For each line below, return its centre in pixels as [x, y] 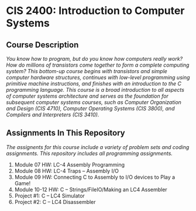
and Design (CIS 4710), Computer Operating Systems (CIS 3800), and [90, 108]
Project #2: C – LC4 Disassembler [55, 202]
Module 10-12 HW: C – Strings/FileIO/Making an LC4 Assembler [91, 189]
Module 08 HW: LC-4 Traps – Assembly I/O [66, 171]
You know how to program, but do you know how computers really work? [94, 59]
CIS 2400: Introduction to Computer [95, 11]
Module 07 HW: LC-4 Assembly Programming [69, 164]
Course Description [42, 45]
